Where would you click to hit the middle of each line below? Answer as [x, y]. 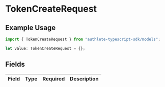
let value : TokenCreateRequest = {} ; [45, 48]
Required [54, 78]
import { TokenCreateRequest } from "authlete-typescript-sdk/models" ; [83, 39]
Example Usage [31, 28]
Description [84, 78]
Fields [15, 64]
